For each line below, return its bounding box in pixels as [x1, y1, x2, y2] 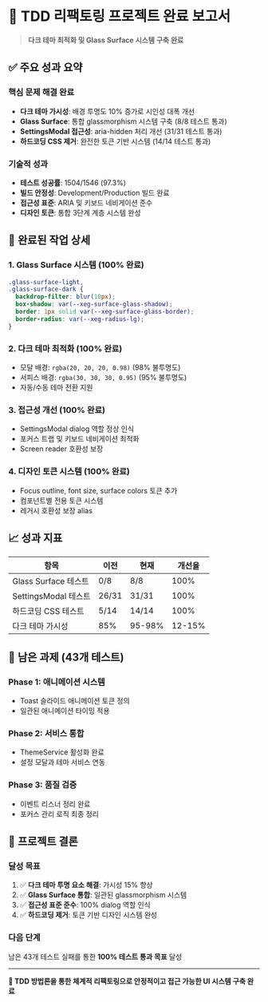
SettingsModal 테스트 [12, 591, 91, 602]
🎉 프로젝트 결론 [8, 835, 78, 849]
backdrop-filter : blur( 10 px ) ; [15, 293, 116, 301]
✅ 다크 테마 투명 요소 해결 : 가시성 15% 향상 [19, 880, 153, 890]
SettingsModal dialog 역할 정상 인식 [19, 424, 134, 434]
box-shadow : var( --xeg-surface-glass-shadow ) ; [15, 300, 173, 308]
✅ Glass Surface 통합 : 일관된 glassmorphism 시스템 [19, 890, 187, 900]
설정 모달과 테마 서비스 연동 [19, 758, 106, 767]
